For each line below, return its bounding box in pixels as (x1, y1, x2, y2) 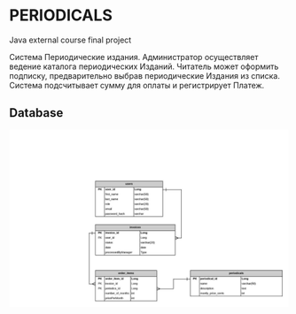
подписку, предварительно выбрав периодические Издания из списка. (9, 70, 281, 80)
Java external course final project (9, 34, 132, 45)
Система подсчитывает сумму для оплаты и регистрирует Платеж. (9, 80, 265, 90)
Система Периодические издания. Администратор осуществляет (9, 51, 259, 62)
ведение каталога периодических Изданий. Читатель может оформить (9, 61, 279, 72)
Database (9, 105, 64, 120)
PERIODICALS (9, 5, 113, 26)
